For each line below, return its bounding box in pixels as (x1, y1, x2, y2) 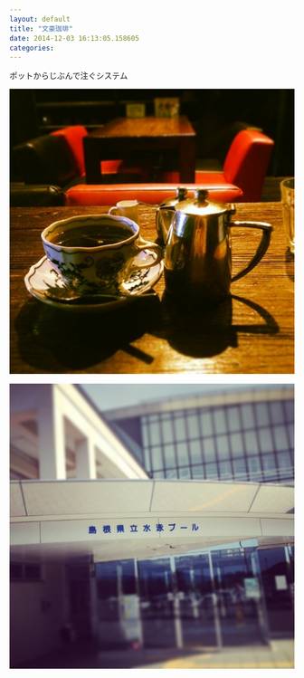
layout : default (9, 14, 71, 24)
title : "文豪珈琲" (9, 24, 74, 33)
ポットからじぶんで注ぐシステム (9, 71, 128, 81)
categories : (9, 43, 54, 53)
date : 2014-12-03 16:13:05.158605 (9, 33, 140, 43)
